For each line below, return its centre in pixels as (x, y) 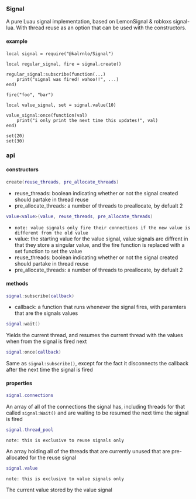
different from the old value (51, 233)
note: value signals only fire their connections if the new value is (102, 228)
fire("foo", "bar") (30, 95)
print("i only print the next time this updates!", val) (87, 120)
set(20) (16, 136)
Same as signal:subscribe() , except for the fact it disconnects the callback (97, 364)
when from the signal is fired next (47, 341)
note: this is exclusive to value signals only (65, 479)
